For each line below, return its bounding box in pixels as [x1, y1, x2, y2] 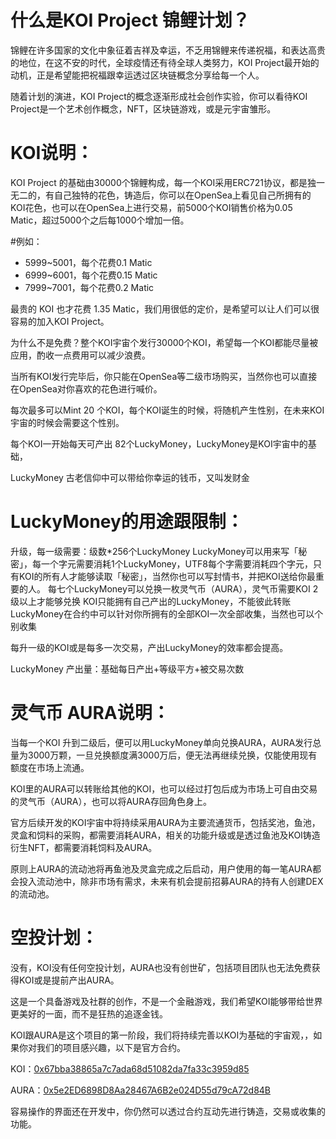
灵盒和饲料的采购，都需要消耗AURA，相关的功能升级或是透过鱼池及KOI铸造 [10, 829, 321, 841]
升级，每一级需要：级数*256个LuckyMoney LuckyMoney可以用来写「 [10, 545, 299, 557]
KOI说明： [10, 142, 94, 165]
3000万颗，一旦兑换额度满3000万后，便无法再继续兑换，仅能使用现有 [27, 749, 318, 761]
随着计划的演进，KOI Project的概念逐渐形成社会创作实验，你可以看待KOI [10, 90, 308, 102]
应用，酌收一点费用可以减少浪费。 [10, 349, 151, 361]
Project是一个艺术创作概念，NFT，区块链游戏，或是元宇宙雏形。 [10, 102, 277, 115]
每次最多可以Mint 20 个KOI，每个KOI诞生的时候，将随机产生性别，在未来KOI [10, 404, 325, 416]
